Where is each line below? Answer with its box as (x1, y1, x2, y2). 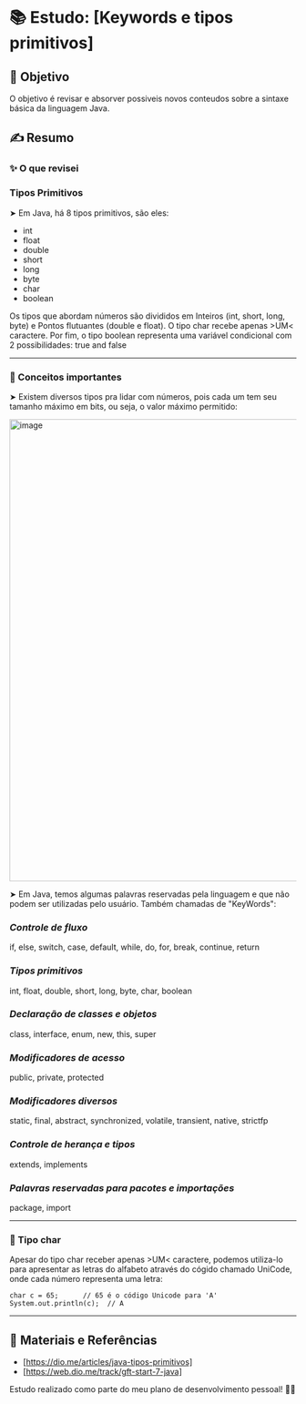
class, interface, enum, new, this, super (9, 1028, 157, 1039)
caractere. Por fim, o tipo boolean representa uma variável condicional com (9, 330, 292, 341)
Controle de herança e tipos (9, 1138, 136, 1151)
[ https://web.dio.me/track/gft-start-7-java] (22, 1367, 182, 1378)
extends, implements (9, 1158, 88, 1170)
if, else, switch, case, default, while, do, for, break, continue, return (9, 941, 260, 952)
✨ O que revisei (9, 162, 79, 175)
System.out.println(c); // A (9, 1299, 125, 1308)
